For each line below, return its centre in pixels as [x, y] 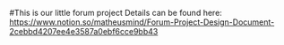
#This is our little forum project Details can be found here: [116, 13]
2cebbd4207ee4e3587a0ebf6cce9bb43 [84, 31]
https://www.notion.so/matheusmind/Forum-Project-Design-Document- [142, 22]
